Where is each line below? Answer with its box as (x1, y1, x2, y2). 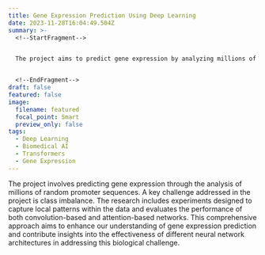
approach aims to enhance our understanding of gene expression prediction (8, 221, 257, 230)
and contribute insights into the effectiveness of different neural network (8, 229, 245, 238)
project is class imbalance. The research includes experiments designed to (8, 196, 252, 205)
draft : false (8, 84, 51, 92)
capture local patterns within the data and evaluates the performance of (8, 204, 243, 214)
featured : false (8, 91, 62, 99)
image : (8, 98, 30, 106)
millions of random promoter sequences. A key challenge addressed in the (8, 187, 251, 196)
